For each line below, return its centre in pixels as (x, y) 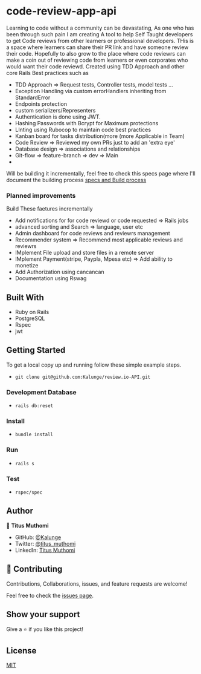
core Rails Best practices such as (47, 73)
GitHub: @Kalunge (38, 537)
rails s (24, 463)
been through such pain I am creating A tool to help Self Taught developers (100, 34)
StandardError (33, 97)
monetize (27, 266)
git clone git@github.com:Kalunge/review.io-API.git (83, 377)
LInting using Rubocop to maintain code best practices (83, 129)
